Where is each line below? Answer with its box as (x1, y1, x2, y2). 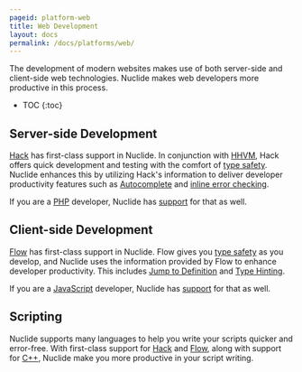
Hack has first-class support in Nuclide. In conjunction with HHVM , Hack (9, 150, 279, 161)
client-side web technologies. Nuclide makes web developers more (9, 73, 260, 84)
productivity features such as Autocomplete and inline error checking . (9, 179, 270, 190)
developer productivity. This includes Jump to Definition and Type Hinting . (9, 265, 286, 276)
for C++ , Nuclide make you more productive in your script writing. (9, 352, 254, 363)
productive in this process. (9, 82, 108, 93)
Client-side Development (9, 222, 153, 237)
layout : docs (9, 30, 59, 39)
